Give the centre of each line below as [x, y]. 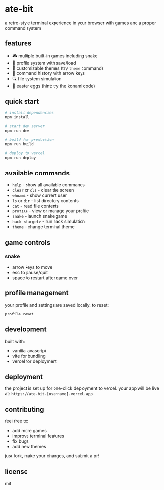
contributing [25, 409]
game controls [28, 242]
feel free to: [17, 421]
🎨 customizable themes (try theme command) [57, 68]
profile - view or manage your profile [51, 211]
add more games [29, 431]
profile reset [20, 314]
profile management [37, 293]
